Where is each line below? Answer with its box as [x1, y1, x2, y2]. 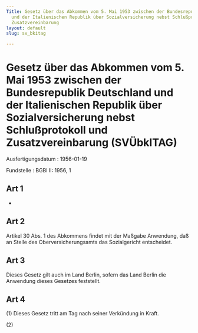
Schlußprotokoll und [6, 124, 108, 137]
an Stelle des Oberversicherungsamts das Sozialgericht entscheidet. [6, 238, 173, 245]
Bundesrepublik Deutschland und [6, 86, 174, 99]
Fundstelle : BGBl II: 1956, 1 [6, 167, 71, 174]
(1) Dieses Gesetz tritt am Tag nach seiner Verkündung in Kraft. [6, 310, 159, 317]
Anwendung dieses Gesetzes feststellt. [6, 277, 101, 284]
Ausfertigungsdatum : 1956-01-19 [6, 155, 87, 162]
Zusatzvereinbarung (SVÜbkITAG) [6, 136, 177, 149]
